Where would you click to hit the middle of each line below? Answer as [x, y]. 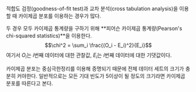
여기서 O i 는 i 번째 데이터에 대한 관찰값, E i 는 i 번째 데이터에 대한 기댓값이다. [89, 56]
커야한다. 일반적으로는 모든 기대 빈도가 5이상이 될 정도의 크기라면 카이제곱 [101, 76]
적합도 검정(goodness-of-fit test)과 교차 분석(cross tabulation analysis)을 [92, 8]
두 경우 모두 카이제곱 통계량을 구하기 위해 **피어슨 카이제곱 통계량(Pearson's [94, 28]
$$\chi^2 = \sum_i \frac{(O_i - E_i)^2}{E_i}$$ [98, 45]
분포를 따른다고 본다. [30, 83]
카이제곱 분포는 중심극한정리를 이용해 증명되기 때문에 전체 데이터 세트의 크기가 [95, 69]
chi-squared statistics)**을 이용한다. [49, 36]
